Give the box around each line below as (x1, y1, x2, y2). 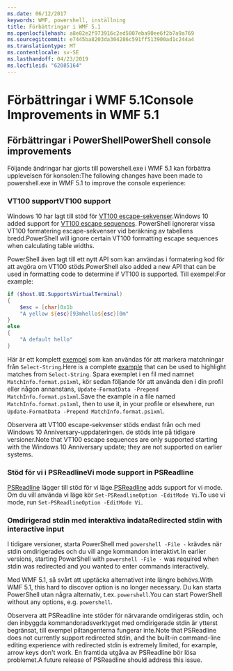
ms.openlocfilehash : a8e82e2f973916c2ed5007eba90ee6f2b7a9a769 (7, 29, 195, 37)
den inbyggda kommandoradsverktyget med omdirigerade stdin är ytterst (7, 619, 218, 627)
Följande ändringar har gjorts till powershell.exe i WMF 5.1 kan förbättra (7, 164, 211, 172)
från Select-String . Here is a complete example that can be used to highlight (7, 362, 226, 371)
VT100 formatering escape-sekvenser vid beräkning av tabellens (7, 226, 193, 235)
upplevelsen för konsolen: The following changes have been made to (7, 171, 203, 180)
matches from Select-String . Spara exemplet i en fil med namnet (7, 370, 195, 378)
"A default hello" (19, 336, 73, 344)
